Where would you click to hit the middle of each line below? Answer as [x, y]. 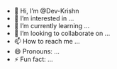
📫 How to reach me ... [47, 41]
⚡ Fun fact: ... [33, 59]
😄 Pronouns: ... [37, 51]
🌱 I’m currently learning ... [52, 26]
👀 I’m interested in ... [44, 18]
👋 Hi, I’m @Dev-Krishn [46, 11]
